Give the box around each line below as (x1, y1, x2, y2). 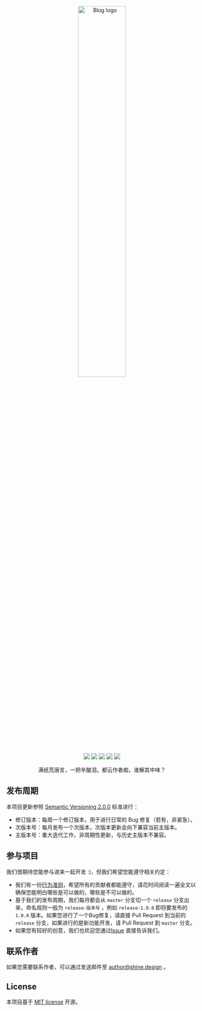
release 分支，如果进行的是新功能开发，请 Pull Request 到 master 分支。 (15, 919, 196, 926)
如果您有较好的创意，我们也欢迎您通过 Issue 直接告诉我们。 (15, 926, 163, 934)
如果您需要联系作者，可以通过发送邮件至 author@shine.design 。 (6, 964, 169, 971)
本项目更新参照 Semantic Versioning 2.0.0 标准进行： (6, 803, 139, 810)
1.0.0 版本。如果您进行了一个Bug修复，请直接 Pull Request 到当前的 (15, 911, 186, 918)
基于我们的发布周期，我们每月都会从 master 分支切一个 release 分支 (15, 896, 184, 903)
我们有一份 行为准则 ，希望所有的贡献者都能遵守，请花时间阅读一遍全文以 (15, 881, 196, 888)
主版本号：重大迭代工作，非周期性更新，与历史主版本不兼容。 (15, 831, 170, 838)
